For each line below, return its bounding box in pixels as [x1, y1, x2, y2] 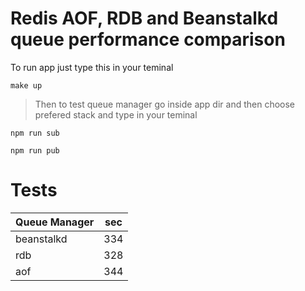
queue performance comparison [10, 28, 286, 51]
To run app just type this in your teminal [10, 61, 174, 73]
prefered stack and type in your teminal [34, 108, 198, 121]
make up [10, 80, 43, 91]
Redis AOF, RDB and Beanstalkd [10, 7, 279, 30]
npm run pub [10, 145, 60, 156]
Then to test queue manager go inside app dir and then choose [34, 98, 296, 110]
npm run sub [10, 128, 60, 138]
